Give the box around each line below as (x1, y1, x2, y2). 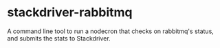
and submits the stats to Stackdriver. (7, 34, 111, 42)
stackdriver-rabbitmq (7, 5, 133, 20)
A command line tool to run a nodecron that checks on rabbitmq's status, (7, 27, 214, 35)
